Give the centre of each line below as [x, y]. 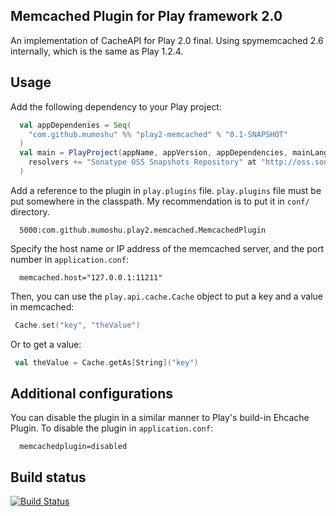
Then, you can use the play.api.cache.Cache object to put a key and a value [166, 296]
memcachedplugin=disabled [73, 447]
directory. [30, 211]
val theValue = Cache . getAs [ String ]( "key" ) [106, 362]
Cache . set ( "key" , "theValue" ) [77, 325]
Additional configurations [91, 394]
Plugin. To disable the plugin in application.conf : [111, 428]
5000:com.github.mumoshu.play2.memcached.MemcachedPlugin [143, 230]
